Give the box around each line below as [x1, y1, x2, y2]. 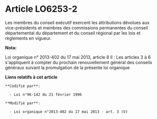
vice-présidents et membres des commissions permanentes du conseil [5, 24, 148, 30]
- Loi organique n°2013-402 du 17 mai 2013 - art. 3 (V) [9, 109, 128, 114]
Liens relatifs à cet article [5, 74, 58, 80]
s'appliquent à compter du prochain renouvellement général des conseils [5, 59, 153, 65]
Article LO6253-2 [5, 3, 78, 15]
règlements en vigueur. [5, 35, 52, 41]
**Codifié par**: [5, 83, 41, 89]
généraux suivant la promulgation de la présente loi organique [5, 65, 130, 71]
